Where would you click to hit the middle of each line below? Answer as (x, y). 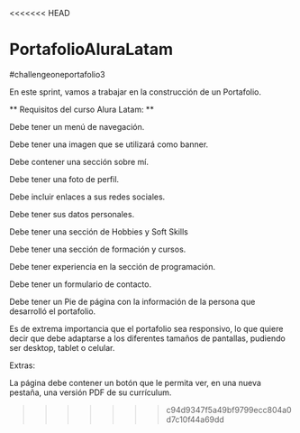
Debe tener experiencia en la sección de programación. (113, 266)
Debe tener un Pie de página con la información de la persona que (132, 301)
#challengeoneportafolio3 (57, 74)
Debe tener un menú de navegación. (77, 126)
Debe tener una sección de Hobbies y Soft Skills (99, 231)
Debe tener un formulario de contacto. (80, 284)
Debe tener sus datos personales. (72, 214)
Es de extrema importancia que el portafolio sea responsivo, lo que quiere (146, 328)
